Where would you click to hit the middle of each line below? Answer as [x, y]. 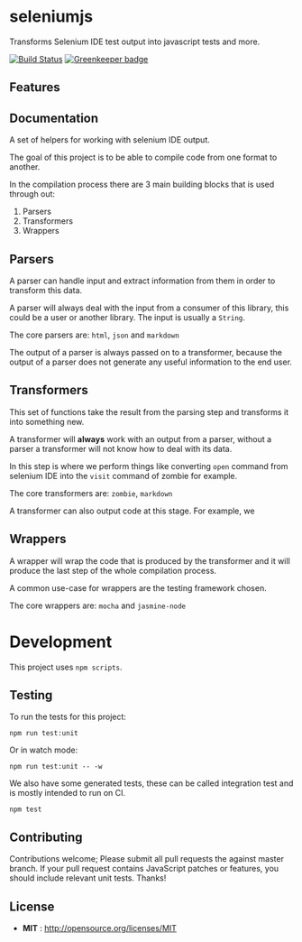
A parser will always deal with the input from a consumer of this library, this [149, 308]
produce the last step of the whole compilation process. [113, 570]
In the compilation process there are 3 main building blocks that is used [142, 185]
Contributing [46, 837]
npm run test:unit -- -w [56, 767]
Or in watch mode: [44, 750]
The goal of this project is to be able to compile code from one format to [143, 157]
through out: [32, 194]
